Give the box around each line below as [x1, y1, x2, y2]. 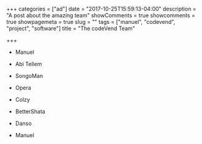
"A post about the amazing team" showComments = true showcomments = [6, 12, 196, 19]
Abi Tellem [15, 61, 42, 67]
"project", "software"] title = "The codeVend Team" [6, 25, 136, 32]
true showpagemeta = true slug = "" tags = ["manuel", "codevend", [6, 18, 176, 25]
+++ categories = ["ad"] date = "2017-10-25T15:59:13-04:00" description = [6, 6, 197, 12]
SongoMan [15, 72, 43, 79]
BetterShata [15, 108, 46, 115]
